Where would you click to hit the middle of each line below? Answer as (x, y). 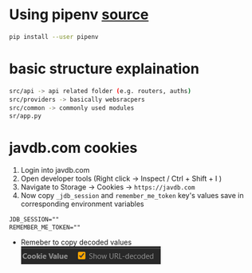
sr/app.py (26, 116)
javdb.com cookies (73, 148)
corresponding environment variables (82, 204)
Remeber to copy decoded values (76, 242)
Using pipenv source (79, 15)
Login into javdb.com (55, 170)
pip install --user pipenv (54, 37)
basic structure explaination (104, 68)
